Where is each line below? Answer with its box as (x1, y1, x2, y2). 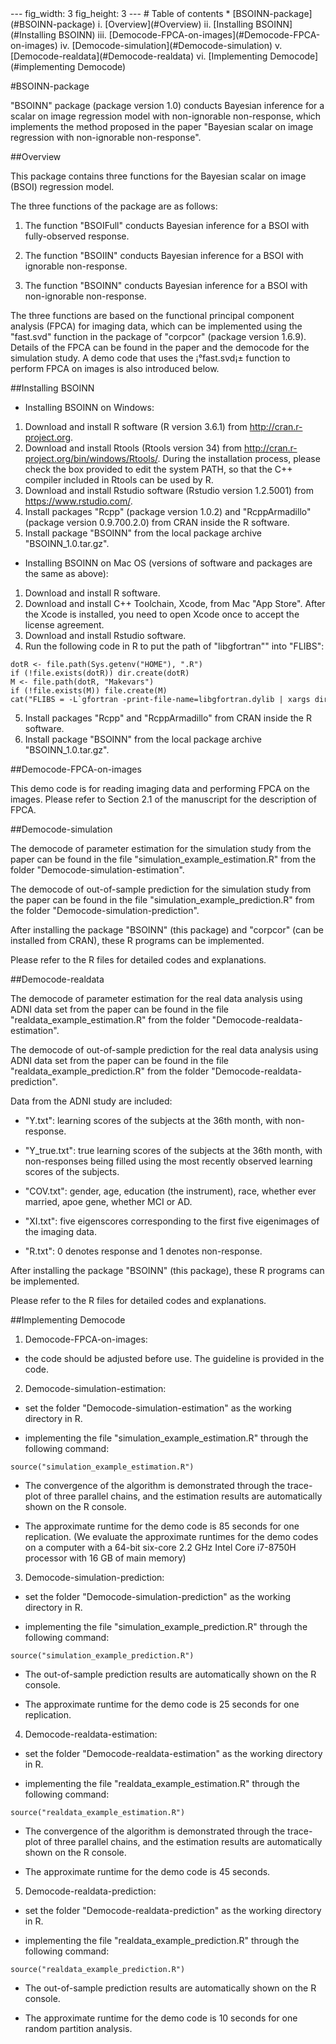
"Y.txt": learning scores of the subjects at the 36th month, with (24, 1115, 283, 1126)
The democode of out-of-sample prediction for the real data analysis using (10, 1044, 319, 1056)
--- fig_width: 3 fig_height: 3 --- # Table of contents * (10, 8, 231, 19)
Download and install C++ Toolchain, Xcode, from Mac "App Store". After (24, 598, 326, 609)
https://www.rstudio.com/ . (24, 495, 133, 507)
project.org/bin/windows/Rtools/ (24, 453, 158, 464)
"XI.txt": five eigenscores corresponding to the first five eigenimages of (24, 1215, 320, 1227)
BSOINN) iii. (58, 29, 107, 41)
